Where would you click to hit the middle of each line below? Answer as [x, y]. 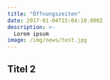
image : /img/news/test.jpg [47, 40]
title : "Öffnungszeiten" [44, 14]
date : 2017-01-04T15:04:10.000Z [55, 21]
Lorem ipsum [32, 34]
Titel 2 [22, 69]
